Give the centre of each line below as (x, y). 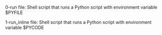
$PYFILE (14, 12)
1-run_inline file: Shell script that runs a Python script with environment (78, 22)
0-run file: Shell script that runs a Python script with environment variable (81, 7)
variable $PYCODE (25, 27)
